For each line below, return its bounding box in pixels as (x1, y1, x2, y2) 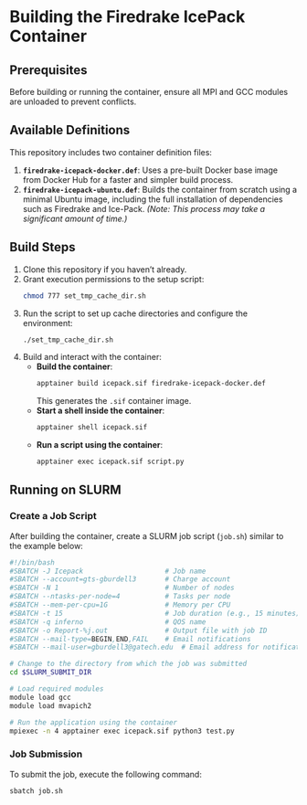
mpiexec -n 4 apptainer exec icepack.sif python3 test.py (9, 726, 235, 736)
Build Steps (9, 239, 76, 255)
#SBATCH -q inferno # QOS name (9, 617, 206, 627)
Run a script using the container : (36, 440, 164, 450)
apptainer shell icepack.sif (36, 423, 148, 432)
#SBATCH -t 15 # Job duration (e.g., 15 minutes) (9, 609, 301, 618)
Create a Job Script (9, 510, 98, 523)
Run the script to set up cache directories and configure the (22, 308, 249, 319)
